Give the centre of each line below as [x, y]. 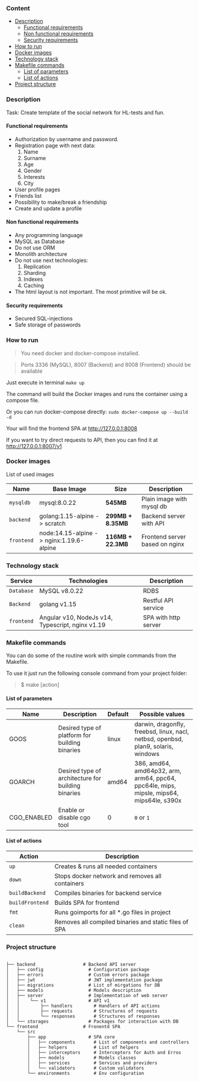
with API [153, 523]
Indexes [33, 279]
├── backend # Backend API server [71, 965]
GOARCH [22, 782]
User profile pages [37, 189]
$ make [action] [40, 685]
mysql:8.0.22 [58, 502]
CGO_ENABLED [31, 817]
